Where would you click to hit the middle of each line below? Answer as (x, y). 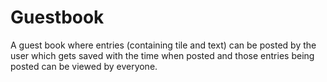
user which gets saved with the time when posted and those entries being (162, 55)
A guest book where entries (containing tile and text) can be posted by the (163, 45)
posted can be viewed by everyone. (84, 66)
